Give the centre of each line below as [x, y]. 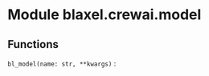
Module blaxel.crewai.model [104, 15]
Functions [33, 44]
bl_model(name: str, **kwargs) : [62, 63]
